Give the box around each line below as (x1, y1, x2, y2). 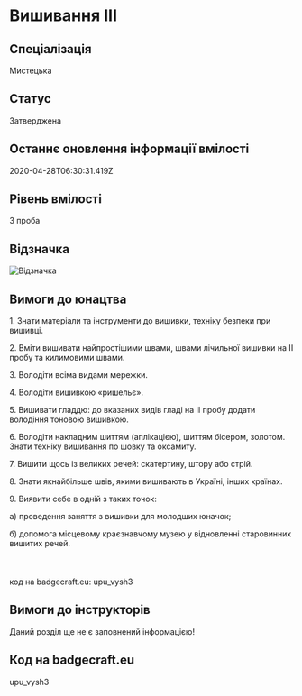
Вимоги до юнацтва (9, 291, 127, 307)
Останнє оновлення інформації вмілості (9, 142, 250, 157)
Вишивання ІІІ (9, 5, 118, 26)
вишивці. (9, 325, 43, 336)
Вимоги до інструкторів (9, 602, 151, 618)
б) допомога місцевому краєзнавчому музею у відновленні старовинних (9, 528, 292, 539)
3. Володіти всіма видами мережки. (9, 370, 149, 380)
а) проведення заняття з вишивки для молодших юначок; (9, 511, 232, 522)
